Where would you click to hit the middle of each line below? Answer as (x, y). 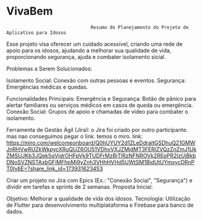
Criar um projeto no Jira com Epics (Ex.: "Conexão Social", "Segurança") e (99, 180)
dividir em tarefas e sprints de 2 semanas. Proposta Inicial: (80, 187)
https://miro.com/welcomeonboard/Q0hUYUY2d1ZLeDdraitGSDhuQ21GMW (101, 143)
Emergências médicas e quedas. (47, 87)
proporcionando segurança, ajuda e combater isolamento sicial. (86, 57)
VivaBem (30, 11)
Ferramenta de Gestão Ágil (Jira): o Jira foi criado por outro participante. (97, 129)
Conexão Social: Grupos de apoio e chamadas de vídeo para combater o (97, 111)
